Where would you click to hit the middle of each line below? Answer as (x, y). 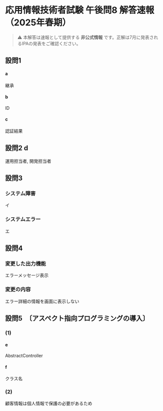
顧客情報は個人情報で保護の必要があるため (49, 403)
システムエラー (23, 219)
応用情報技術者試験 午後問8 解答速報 (80, 10)
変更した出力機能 (26, 264)
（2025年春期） (38, 23)
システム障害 (20, 194)
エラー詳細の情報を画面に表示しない (42, 301)
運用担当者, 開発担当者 (28, 161)
